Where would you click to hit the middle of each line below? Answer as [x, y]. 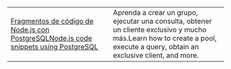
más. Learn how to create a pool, [165, 38]
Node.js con [30, 30]
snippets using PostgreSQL [54, 47]
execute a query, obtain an [156, 47]
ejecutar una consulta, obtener [162, 21]
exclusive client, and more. [156, 55]
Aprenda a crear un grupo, [155, 13]
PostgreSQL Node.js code [52, 38]
